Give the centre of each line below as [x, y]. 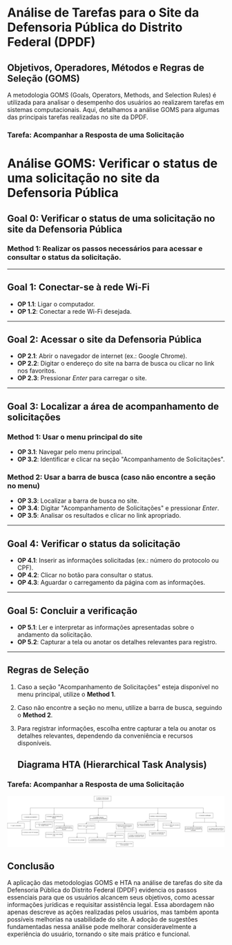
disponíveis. [34, 743]
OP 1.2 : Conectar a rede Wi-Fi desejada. [75, 311]
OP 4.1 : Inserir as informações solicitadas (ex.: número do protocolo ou [118, 561]
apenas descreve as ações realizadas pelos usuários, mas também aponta [113, 912]
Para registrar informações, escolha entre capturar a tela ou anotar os [116, 728]
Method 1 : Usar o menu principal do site [75, 437]
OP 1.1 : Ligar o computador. [56, 304]
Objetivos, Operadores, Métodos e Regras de [106, 67]
